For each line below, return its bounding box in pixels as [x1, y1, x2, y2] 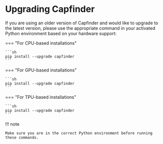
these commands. [5, 135, 39, 140]
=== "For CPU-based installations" [5, 40, 77, 46]
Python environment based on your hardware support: [5, 30, 117, 36]
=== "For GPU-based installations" [5, 67, 77, 73]
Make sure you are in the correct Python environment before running [5, 131, 153, 136]
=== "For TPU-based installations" [5, 94, 76, 100]
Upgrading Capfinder [5, 3, 95, 15]
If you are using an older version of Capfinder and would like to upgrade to [5, 20, 159, 26]
